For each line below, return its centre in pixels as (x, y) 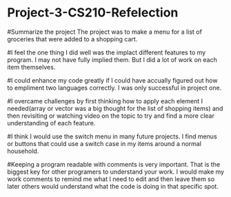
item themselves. (31, 67)
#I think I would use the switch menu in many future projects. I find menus (112, 136)
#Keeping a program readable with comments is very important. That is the (114, 164)
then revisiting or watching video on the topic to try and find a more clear (111, 116)
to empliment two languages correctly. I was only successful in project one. (114, 87)
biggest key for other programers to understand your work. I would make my (116, 172)
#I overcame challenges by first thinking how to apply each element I (105, 101)
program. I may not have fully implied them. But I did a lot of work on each (112, 59)
